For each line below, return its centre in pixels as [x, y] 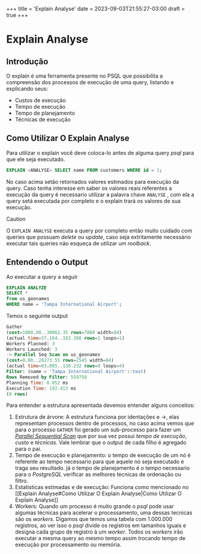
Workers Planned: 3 [31, 344]
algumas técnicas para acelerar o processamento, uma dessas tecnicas [103, 513]
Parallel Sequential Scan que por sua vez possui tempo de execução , [101, 436]
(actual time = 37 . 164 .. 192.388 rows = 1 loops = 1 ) [65, 338]
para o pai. [28, 449]
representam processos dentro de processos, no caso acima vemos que [104, 424]
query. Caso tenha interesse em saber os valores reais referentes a [89, 188]
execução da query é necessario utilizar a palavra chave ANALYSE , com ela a [100, 194]
